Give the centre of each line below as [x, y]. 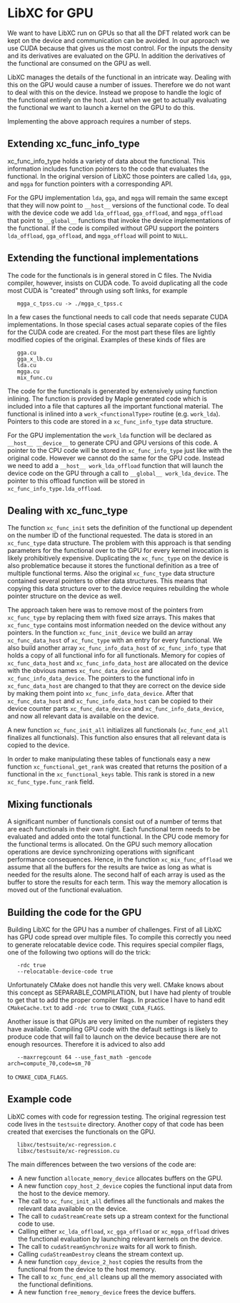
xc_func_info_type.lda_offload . [55, 488]
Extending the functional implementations [103, 258]
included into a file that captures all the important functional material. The [115, 406]
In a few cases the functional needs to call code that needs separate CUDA [118, 316]
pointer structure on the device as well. [65, 596]
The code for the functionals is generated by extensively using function [112, 391]
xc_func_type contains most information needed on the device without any [117, 625]
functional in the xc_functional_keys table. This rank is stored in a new [111, 774]
